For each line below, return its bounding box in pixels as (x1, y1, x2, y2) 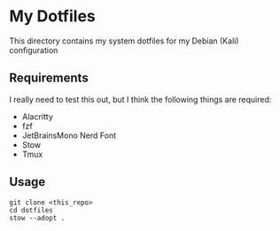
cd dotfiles (9, 205, 53, 214)
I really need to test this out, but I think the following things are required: (9, 94, 272, 104)
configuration (9, 44, 58, 55)
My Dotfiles (9, 6, 96, 27)
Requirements (9, 71, 89, 86)
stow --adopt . (9, 213, 66, 222)
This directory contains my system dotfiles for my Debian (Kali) (9, 35, 239, 46)
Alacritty (21, 111, 53, 121)
